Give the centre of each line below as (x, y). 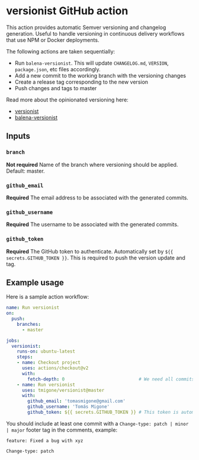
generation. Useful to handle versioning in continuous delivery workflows (95, 33)
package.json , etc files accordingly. (57, 69)
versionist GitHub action (67, 11)
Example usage (35, 282)
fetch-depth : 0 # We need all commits (111, 379)
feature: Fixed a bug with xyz (45, 440)
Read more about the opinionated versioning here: (67, 100)
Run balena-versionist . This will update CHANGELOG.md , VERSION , (92, 63)
